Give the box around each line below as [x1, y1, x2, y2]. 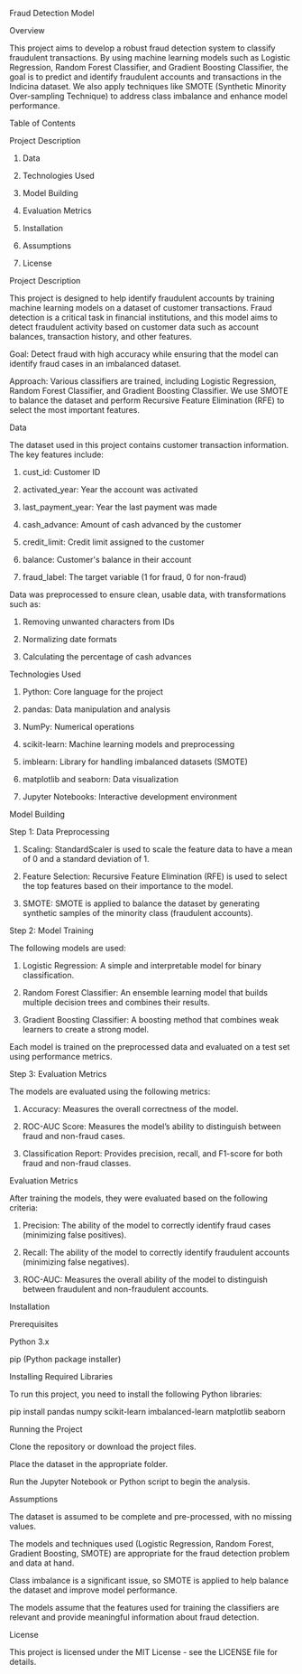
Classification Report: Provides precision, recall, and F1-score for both [22, 1148, 283, 1159]
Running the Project [9, 1424, 83, 1435]
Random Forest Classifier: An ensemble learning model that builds [22, 987, 269, 997]
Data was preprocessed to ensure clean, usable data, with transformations [9, 589, 287, 600]
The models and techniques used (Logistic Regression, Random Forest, [9, 1538, 275, 1548]
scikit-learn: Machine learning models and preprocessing [22, 739, 235, 749]
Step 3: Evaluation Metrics [9, 1069, 107, 1079]
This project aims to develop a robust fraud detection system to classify [9, 42, 276, 53]
